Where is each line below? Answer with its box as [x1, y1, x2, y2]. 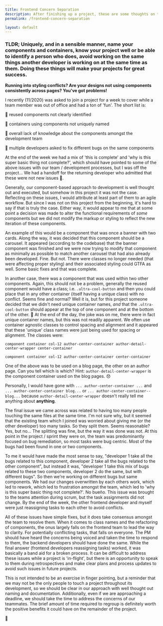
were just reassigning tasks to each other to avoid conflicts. [5, 505, 124, 510]
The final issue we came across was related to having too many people [5, 407, 147, 413]
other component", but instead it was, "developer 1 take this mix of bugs [5, 463, 149, 469]
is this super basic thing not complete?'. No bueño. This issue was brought [5, 489, 154, 495]
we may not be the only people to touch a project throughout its [5, 580, 132, 586]
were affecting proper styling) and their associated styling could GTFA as [5, 261, 151, 267]
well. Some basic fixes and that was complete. [5, 266, 98, 272]
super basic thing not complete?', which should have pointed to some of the [5, 159, 157, 165]
